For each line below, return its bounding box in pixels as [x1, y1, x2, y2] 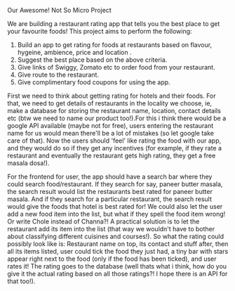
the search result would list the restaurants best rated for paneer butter [7, 188, 213, 195]
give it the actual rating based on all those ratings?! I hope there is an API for [7, 270, 228, 278]
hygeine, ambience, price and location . [17, 48, 132, 56]
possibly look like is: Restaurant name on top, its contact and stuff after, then [7, 240, 229, 248]
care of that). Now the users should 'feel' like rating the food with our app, [7, 136, 222, 145]
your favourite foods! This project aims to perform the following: [7, 27, 192, 35]
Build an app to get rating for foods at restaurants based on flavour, [17, 41, 213, 48]
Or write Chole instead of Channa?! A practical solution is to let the [7, 217, 200, 226]
